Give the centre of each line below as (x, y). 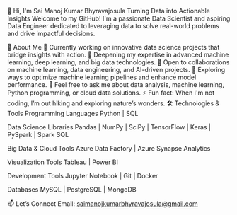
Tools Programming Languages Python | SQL (73, 114)
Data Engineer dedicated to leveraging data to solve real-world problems (113, 26)
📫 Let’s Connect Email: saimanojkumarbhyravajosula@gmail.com (103, 204)
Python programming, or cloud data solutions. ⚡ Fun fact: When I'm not (111, 93)
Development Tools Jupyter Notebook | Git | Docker (83, 176)
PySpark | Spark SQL (38, 135)
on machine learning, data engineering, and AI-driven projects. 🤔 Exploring (116, 70)
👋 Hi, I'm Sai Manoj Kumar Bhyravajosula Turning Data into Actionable (109, 11)
